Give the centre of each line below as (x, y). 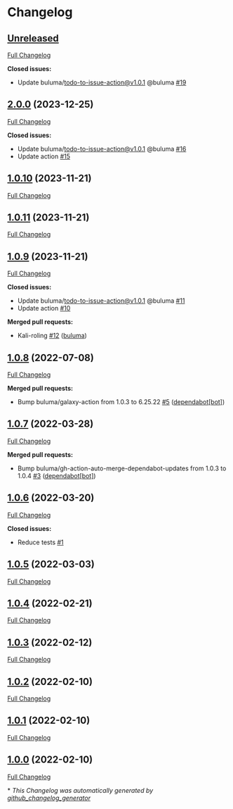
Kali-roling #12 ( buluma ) (52, 336)
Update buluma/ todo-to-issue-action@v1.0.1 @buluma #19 (102, 82)
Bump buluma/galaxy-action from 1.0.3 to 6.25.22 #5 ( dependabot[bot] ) (121, 402)
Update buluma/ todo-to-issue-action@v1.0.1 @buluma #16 (102, 149)
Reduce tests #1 (41, 542)
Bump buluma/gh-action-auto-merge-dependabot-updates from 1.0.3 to (122, 468)
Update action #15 (44, 156)
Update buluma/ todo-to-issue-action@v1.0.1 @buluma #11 (101, 301)
